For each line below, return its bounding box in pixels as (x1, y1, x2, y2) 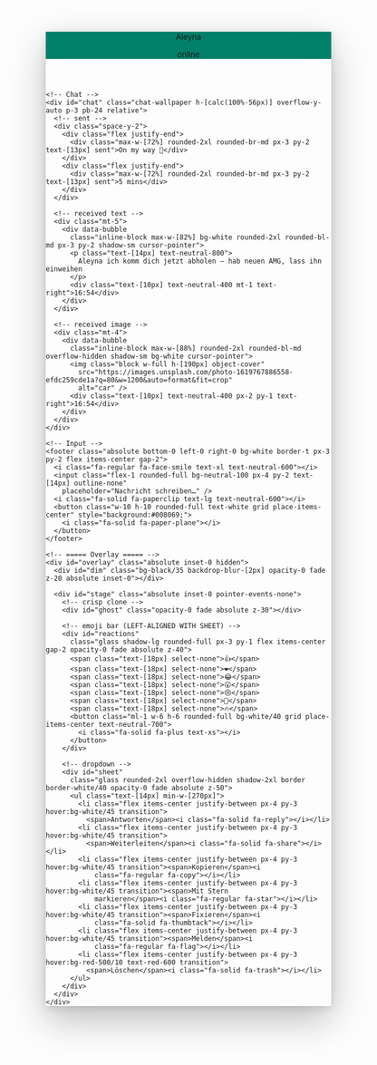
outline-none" (73, 479, 128, 488)
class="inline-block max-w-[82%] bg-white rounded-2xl (69, 233, 282, 242)
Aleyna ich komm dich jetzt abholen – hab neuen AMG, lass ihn (78, 257, 322, 266)
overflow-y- (276, 98, 322, 107)
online (177, 49, 200, 59)
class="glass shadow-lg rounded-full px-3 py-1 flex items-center (69, 637, 326, 646)
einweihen (45, 265, 83, 274)
